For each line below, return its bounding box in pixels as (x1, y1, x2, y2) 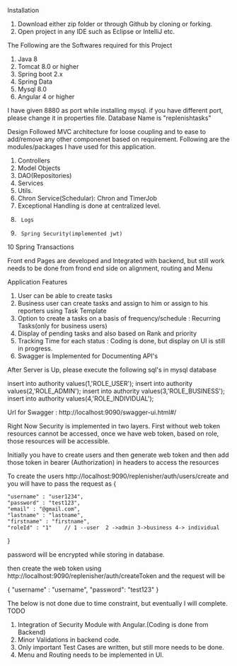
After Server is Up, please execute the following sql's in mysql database (7, 365, 217, 374)
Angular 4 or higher (17, 92, 75, 101)
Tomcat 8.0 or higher (17, 62, 79, 70)
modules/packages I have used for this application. (7, 143, 156, 151)
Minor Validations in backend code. (17, 636, 121, 644)
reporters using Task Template (17, 306, 108, 315)
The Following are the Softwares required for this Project (7, 41, 173, 49)
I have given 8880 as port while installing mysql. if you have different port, (7, 106, 224, 114)
